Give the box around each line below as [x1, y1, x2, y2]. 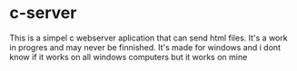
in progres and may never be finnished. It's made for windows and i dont [9, 41, 282, 52]
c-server [9, 3, 77, 23]
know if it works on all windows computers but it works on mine [9, 51, 248, 62]
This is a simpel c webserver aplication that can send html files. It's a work [9, 32, 288, 43]
